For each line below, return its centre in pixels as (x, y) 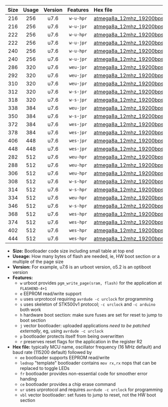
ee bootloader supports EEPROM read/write (65, 358)
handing (28, 379)
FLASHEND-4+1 (33, 289)
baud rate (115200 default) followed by (52, 352)
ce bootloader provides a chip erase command (68, 384)
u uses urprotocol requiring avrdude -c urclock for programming (86, 299)
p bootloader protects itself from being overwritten (72, 336)
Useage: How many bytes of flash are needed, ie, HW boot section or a (86, 256)
